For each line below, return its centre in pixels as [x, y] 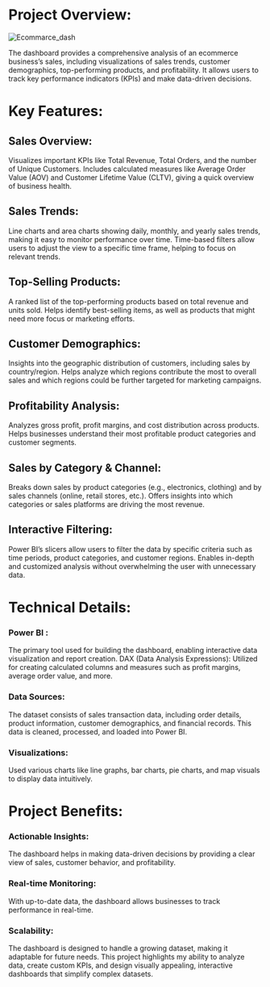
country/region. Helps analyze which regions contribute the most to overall [132, 372]
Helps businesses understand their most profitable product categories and [132, 434]
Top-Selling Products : [64, 282]
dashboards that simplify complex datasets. [81, 973]
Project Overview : [70, 15]
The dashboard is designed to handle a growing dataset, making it [118, 948]
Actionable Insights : [49, 836]
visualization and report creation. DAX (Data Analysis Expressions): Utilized [133, 659]
